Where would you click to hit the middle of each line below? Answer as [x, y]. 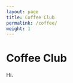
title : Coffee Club [31, 17]
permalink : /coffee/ [32, 23]
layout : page [22, 12]
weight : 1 [19, 29]
